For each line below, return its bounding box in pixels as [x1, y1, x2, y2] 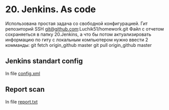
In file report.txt [5, 98, 38, 105]
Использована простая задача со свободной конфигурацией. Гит [5, 20, 148, 26]
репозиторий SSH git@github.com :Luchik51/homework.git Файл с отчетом [5, 25, 164, 32]
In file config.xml [5, 70, 41, 76]
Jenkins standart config [5, 57, 83, 66]
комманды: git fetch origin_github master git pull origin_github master [5, 42, 152, 48]
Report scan [5, 85, 45, 94]
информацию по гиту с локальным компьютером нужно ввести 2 [5, 37, 149, 43]
